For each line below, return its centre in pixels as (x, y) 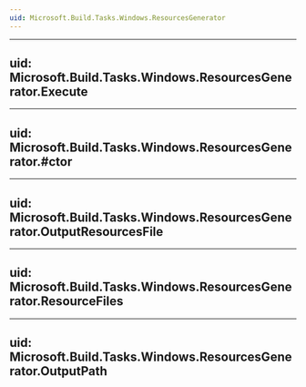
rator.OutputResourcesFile (87, 232)
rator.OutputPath (58, 371)
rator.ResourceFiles (66, 301)
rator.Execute (49, 92)
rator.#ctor (41, 162)
